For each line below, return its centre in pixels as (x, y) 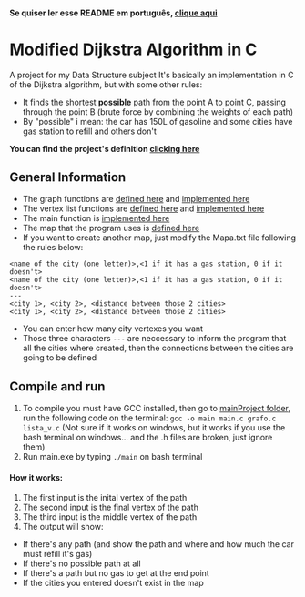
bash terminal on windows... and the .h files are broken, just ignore (147, 438)
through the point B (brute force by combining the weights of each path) (158, 111)
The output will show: (63, 527)
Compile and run (57, 386)
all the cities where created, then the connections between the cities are (158, 348)
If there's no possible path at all (81, 563)
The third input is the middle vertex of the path (110, 517)
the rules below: (53, 248)
